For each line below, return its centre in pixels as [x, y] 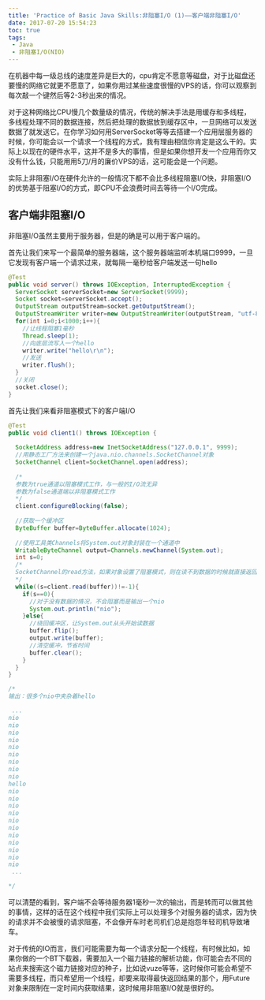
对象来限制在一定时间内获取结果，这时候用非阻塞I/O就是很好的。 [113, 988]
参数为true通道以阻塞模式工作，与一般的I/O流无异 [86, 484]
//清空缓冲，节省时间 [59, 645]
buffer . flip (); [54, 631]
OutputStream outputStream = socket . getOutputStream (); [105, 307]
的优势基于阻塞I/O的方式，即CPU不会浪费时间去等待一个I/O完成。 [115, 188]
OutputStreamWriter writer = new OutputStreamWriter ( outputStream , [125, 314]
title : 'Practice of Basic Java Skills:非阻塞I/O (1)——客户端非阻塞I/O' [125, 15]
